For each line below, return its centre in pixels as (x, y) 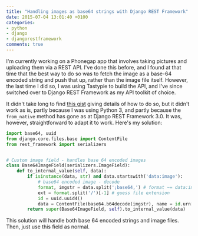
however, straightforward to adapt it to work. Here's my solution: (84, 122)
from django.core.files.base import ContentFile (67, 139)
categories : (21, 22)
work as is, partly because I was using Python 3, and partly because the (94, 110)
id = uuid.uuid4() (60, 198)
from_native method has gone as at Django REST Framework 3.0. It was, (94, 116)
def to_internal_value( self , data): (62, 171)
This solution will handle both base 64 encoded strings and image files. (93, 221)
